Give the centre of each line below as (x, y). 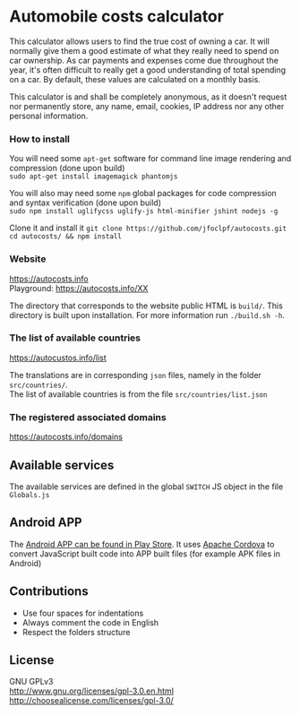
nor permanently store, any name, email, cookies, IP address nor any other (147, 106)
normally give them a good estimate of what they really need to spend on (144, 50)
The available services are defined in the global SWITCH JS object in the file (146, 487)
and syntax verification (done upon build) (86, 202)
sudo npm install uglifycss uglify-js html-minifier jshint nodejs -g (144, 211)
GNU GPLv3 (31, 682)
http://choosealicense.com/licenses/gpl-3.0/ (92, 701)
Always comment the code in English (90, 622)
